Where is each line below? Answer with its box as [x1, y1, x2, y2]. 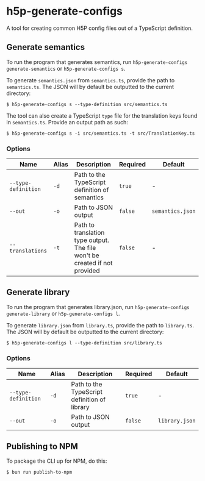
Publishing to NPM [6, 441, 78, 452]
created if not [74, 259, 113, 268]
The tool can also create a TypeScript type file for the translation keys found [6, 112, 198, 119]
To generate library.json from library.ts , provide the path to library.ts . [6, 321, 194, 329]
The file [74, 244, 96, 252]
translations [9, 248, 48, 254]
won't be [74, 251, 99, 260]
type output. [74, 236, 110, 244]
